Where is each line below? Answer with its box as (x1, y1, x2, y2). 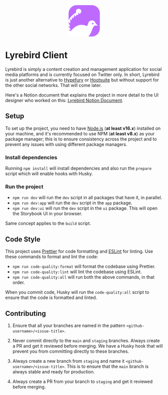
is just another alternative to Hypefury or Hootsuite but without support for (5, 76, 159, 83)
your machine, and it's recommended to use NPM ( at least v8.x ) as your (5, 130, 155, 136)
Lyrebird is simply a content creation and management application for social (5, 66, 162, 72)
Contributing (5, 309, 46, 318)
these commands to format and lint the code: (5, 254, 98, 260)
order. (12, 279, 25, 286)
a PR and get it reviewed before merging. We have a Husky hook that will (12, 343, 163, 349)
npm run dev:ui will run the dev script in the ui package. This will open (12, 205, 158, 211)
